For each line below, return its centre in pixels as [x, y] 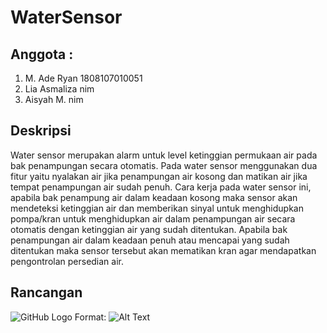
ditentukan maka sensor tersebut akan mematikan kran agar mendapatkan [163, 250]
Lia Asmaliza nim [59, 89]
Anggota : [42, 54]
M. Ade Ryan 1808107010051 [83, 78]
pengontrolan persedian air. [67, 261]
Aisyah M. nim [54, 99]
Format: [90, 317]
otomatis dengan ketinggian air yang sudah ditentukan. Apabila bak [149, 229]
